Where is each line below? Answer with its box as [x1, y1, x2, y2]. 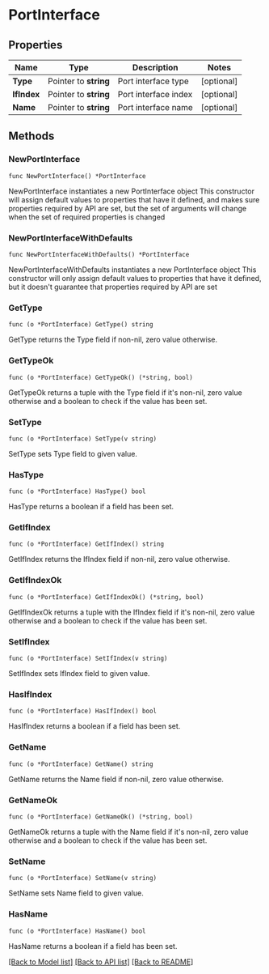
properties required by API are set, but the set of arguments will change [8, 203, 247, 213]
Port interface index [117, 89, 193, 100]
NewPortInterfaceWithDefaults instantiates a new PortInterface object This [8, 265, 257, 274]
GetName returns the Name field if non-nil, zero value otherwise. [8, 774, 225, 784]
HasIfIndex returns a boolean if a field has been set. [8, 721, 181, 731]
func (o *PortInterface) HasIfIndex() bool [8, 707, 158, 716]
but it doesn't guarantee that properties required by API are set [8, 282, 218, 291]
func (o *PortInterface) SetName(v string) [8, 874, 158, 883]
